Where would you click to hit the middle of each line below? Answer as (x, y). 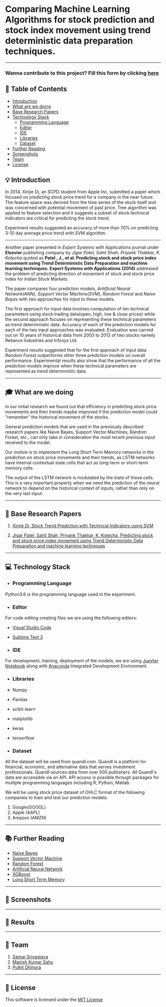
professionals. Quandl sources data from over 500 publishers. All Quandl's (81, 772)
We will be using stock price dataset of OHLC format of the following (75, 792)
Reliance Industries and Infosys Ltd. (41, 341)
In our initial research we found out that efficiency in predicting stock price (81, 407)
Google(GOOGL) (29, 807)
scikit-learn (24, 709)
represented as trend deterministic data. (46, 371)
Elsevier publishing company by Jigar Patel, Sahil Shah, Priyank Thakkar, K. (83, 253)
